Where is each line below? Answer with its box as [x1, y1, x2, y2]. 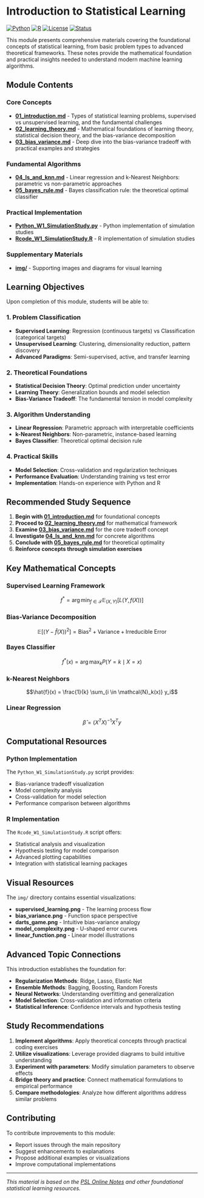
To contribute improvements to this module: [6, 1129, 115, 1136]
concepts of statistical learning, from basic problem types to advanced [6, 43, 183, 50]
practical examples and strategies [15, 145, 100, 152]
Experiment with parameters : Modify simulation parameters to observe [15, 1063, 195, 1070]
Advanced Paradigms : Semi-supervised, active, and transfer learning [15, 353, 190, 360]
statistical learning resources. [6, 1185, 81, 1192]
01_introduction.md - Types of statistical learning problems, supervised [15, 112, 196, 120]
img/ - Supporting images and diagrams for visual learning [15, 264, 162, 271]
